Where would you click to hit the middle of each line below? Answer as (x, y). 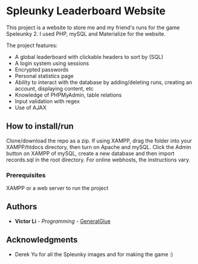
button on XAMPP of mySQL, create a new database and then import (90, 153)
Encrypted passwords (42, 69)
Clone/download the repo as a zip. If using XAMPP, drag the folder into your (99, 141)
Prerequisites (26, 175)
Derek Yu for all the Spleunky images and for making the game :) (94, 254)
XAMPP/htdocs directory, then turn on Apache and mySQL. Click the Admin (99, 147)
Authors (22, 207)
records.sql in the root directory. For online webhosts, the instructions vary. (98, 160)
